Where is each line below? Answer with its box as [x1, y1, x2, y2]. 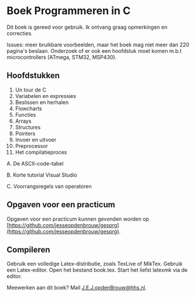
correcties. [6, 29, 33, 36]
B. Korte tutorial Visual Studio [6, 171, 78, 178]
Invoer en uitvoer [15, 136, 57, 143]
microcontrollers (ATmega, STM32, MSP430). [6, 53, 117, 60]
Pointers [15, 130, 36, 137]
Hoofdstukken [6, 70, 60, 80]
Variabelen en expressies [15, 92, 77, 99]
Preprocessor [15, 142, 49, 149]
